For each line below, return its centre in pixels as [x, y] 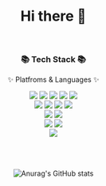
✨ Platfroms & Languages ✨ [53, 79]
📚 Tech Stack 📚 [53, 59]
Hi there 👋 [53, 16]
